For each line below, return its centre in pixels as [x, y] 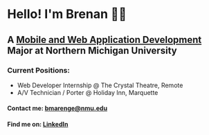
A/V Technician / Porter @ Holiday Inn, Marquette [88, 92]
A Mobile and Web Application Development [104, 40]
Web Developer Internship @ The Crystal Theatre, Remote [100, 85]
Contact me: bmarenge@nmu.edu [57, 108]
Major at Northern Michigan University [92, 50]
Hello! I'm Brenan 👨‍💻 [67, 14]
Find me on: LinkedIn [38, 125]
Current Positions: [39, 70]
